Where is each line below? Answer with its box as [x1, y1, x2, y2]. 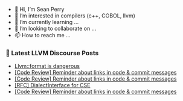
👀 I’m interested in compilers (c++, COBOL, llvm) [14, 12, 135, 19]
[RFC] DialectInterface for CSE [14, 82, 91, 89]
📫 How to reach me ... [14, 32, 71, 38]
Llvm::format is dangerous [14, 63, 80, 70]
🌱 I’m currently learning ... [14, 19, 79, 25]
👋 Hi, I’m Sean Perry [14, 6, 65, 13]
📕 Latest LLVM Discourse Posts [5, 49, 99, 57]
